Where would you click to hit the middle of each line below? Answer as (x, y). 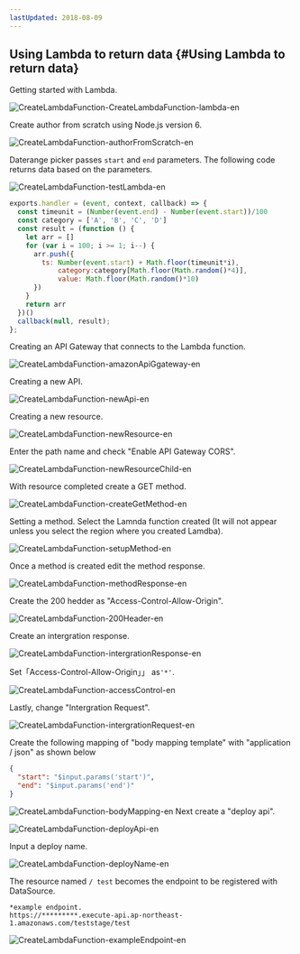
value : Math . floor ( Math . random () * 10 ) (128, 279)
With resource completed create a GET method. (98, 486)
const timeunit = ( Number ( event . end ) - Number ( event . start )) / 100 (143, 212)
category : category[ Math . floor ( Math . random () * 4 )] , (152, 271)
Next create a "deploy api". (225, 811)
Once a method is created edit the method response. (107, 566)
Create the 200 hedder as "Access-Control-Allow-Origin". (116, 601)
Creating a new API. (46, 382)
